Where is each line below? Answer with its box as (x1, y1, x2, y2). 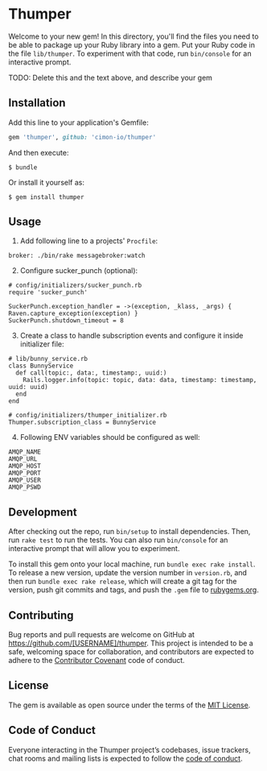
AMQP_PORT (8, 469, 42, 478)
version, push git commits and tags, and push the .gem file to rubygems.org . (8, 585, 260, 595)
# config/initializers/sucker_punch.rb (8, 281, 142, 290)
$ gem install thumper (8, 193, 84, 201)
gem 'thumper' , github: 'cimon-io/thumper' (8, 133, 157, 141)
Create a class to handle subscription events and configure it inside (19, 331, 244, 341)
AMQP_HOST (8, 462, 42, 470)
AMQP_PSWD (8, 483, 42, 491)
